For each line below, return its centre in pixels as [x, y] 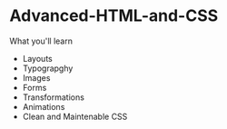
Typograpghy [48, 68]
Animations [44, 106]
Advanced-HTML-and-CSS [114, 16]
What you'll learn [41, 41]
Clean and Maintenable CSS [75, 116]
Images [36, 77]
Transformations [53, 97]
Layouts [37, 58]
